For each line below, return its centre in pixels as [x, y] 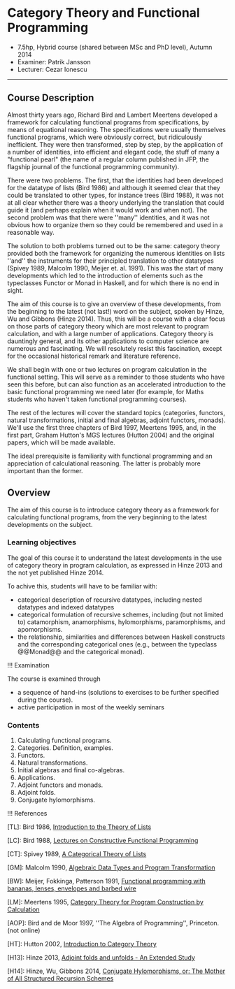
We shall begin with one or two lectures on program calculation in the [107, 369]
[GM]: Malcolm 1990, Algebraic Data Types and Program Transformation [111, 867]
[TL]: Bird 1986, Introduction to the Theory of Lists [79, 827]
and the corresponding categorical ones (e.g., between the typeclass [117, 644]
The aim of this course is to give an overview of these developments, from [114, 304]
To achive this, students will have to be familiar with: [82, 586]
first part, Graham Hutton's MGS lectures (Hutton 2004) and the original [111, 435]
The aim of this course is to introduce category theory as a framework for [113, 510]
